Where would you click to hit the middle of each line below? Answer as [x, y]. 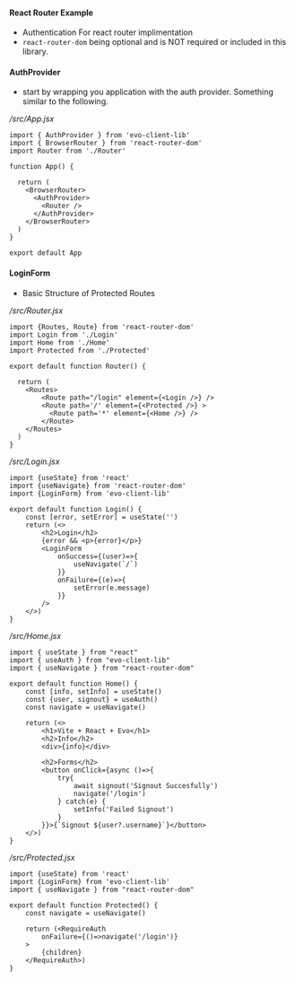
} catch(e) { [81, 801]
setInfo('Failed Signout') [124, 809]
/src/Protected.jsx [42, 857]
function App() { [42, 167]
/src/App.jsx [32, 119]
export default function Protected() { [84, 905]
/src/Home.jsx [35, 635]
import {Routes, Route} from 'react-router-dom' [102, 327]
